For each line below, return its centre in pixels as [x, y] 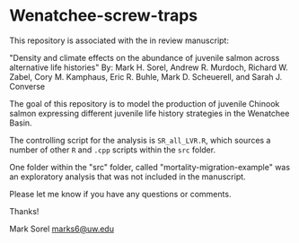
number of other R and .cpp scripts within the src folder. [113, 150]
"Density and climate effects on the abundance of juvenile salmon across [145, 57]
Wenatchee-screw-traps [104, 16]
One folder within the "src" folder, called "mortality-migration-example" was [149, 167]
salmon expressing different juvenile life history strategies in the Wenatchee [149, 113]
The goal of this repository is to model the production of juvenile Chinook [145, 103]
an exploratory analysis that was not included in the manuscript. [128, 177]
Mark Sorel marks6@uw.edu [62, 229]
